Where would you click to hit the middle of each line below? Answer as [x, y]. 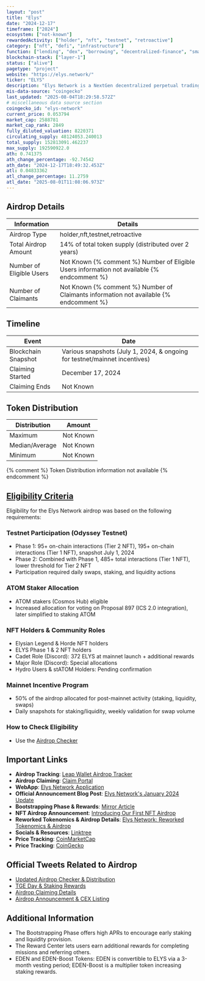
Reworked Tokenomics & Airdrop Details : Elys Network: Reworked [99, 820]
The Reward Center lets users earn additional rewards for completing [102, 946]
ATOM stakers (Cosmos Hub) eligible [62, 601]
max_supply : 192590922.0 [38, 148]
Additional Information [50, 918]
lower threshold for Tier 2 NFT [53, 566]
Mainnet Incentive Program [48, 685]
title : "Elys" [24, 18]
